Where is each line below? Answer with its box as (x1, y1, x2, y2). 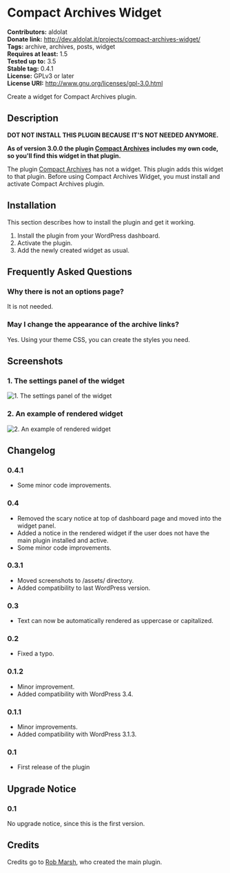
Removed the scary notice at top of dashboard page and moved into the (17, 514, 222, 522)
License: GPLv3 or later (7, 71, 74, 80)
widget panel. (17, 521, 56, 530)
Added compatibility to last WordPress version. (17, 584, 151, 592)
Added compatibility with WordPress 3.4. (17, 689, 134, 698)
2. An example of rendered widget (7, 409, 123, 419)
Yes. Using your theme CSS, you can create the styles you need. (7, 335, 191, 343)
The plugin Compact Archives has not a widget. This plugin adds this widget (7, 164, 224, 173)
